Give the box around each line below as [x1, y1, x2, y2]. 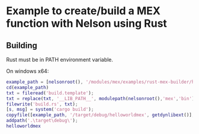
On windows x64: [6, 68, 49, 75]
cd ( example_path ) [6, 84, 49, 90]
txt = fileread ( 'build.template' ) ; [6, 90, 94, 96]
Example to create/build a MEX [6, 4, 161, 18]
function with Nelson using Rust [6, 17, 168, 30]
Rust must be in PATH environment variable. [6, 56, 114, 63]
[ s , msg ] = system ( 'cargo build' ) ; [6, 107, 94, 113]
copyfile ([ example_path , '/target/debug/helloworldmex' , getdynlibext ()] [6, 112, 192, 118]
